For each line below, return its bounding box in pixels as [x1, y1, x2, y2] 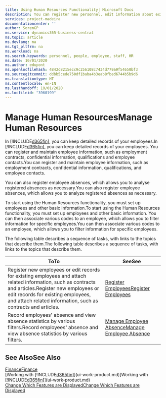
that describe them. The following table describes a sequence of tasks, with [5, 241, 159, 247]
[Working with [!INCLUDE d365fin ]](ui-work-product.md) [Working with [5, 372, 148, 378]
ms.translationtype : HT [5, 76, 54, 81]
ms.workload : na [5, 49, 39, 54]
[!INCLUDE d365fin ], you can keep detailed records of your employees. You [5, 144, 158, 150]
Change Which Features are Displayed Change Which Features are [5, 382, 140, 388]
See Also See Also [5, 353, 61, 362]
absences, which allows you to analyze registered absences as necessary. [5, 190, 157, 196]
